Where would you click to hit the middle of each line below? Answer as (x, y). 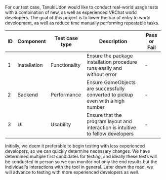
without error (102, 74)
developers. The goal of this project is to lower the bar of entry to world (78, 18)
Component (32, 41)
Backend (28, 95)
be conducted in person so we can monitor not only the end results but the (81, 162)
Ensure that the (104, 115)
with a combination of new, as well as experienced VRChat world (71, 12)
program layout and (109, 121)
